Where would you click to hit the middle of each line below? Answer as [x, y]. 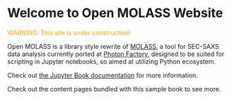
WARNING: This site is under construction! [69, 33]
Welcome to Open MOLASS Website [115, 13]
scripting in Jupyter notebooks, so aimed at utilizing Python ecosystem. [112, 61]
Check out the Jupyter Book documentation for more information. [103, 75]
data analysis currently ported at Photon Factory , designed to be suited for [116, 54]
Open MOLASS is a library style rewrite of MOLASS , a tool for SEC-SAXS [113, 46]
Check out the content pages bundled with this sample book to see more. [114, 89]
